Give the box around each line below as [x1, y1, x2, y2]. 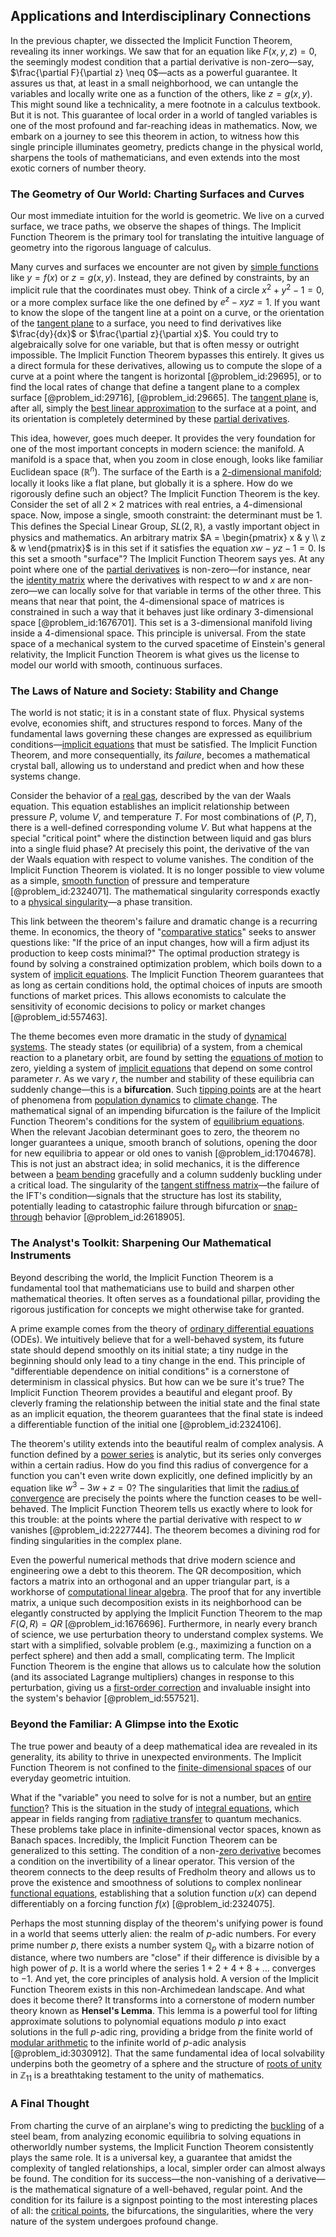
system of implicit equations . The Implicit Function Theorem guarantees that [10, 969, 325, 981]
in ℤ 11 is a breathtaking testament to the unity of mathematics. [10, 2069, 265, 2084]
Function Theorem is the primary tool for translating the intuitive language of [10, 231, 325, 243]
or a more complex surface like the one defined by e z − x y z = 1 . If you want [10, 294, 321, 308]
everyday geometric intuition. [10, 1772, 132, 1784]
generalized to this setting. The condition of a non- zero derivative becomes [10, 1844, 322, 1856]
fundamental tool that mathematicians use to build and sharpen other [10, 1282, 295, 1294]
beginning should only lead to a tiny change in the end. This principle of [10, 1354, 306, 1366]
